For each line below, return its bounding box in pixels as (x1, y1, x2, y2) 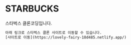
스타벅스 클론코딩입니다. (5, 20, 52, 26)
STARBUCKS (5, 3, 59, 14)
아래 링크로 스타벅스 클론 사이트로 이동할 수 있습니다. (5, 30, 102, 35)
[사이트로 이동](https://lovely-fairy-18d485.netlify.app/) (5, 34, 126, 40)
